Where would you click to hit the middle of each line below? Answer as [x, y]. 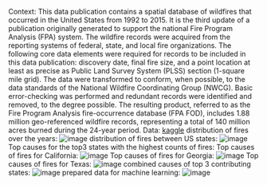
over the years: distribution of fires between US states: [113, 138]
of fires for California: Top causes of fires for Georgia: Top [133, 155]
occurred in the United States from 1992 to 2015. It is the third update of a [129, 20]
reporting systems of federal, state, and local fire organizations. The [120, 45]
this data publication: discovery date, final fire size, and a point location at [130, 62]
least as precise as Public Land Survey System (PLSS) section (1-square [127, 71]
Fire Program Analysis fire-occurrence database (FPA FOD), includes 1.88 [129, 113]
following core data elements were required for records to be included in [127, 54]
